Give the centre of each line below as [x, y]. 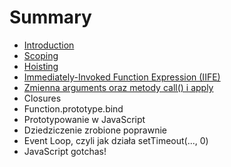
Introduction [49, 45]
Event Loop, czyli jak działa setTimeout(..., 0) [116, 140]
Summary [50, 17]
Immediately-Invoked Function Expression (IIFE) [122, 77]
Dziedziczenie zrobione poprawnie [95, 130]
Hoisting [41, 66]
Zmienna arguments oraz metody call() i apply [118, 87]
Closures [42, 98]
